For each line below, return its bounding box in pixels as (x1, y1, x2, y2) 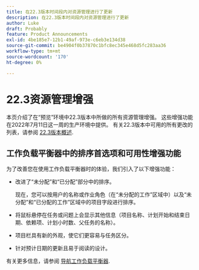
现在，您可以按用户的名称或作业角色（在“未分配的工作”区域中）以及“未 (15, 191, 192, 198)
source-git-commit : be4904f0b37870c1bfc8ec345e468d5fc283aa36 (6, 43, 166, 49)
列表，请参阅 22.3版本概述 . (6, 129, 74, 136)
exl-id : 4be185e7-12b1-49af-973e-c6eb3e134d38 (6, 37, 126, 43)
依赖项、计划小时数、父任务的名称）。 (25, 219, 119, 227)
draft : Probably (6, 25, 47, 32)
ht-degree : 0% (6, 59, 42, 65)
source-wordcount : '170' (6, 54, 69, 60)
